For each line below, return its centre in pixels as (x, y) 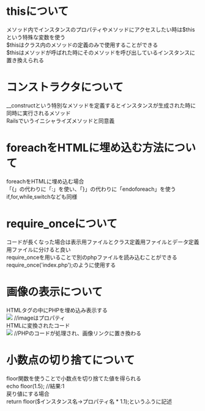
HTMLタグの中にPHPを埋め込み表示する (57, 310)
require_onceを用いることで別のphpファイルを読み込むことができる (92, 257)
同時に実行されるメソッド (39, 113)
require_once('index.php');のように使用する (61, 265)
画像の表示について (54, 292)
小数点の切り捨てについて (71, 360)
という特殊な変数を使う (36, 37)
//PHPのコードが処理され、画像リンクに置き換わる (78, 333)
